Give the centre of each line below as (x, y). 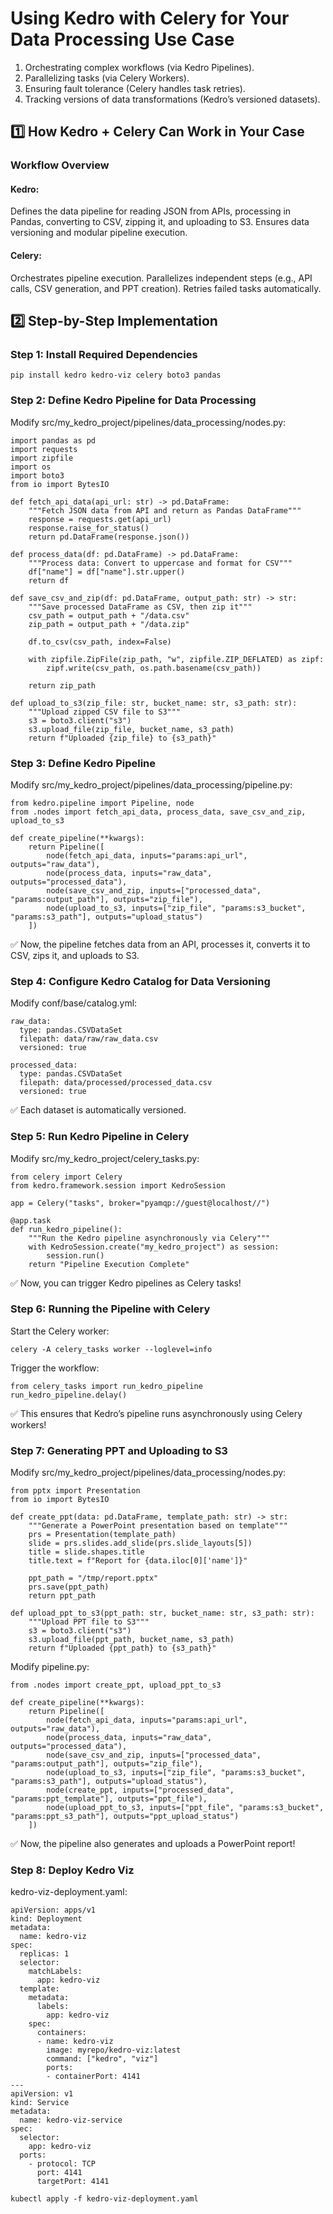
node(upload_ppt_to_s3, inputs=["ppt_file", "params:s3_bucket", (185, 1808)
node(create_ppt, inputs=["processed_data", (140, 1790)
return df (49, 580)
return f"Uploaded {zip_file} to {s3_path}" (122, 738)
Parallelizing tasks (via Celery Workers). (107, 78)
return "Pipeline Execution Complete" (109, 1264)
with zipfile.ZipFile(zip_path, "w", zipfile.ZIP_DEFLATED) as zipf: (176, 659)
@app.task (31, 1220)
